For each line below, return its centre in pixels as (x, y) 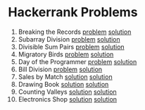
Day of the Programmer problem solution (77, 61)
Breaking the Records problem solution (75, 32)
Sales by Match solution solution (65, 77)
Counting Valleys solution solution (67, 92)
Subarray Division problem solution (69, 39)
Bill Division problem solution (60, 69)
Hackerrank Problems (73, 12)
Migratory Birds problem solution (66, 54)
